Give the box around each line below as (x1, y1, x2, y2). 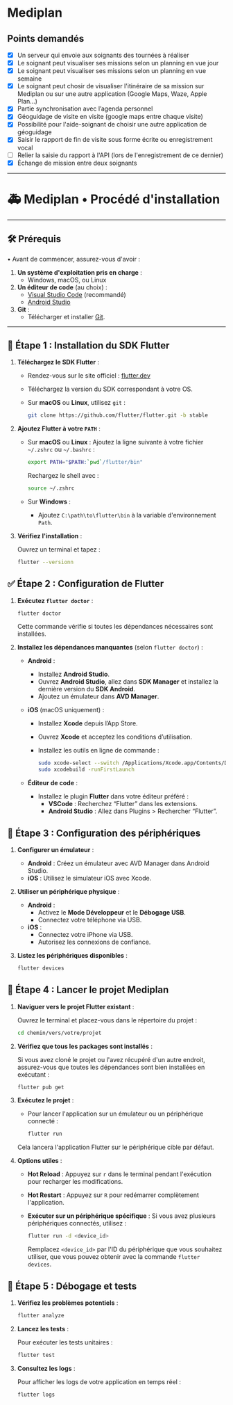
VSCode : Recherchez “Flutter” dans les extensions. (48, 800, 198, 808)
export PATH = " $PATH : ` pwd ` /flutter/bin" (27, 459, 144, 466)
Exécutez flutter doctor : (17, 596, 94, 604)
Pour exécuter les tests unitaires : (17, 1338, 113, 1347)
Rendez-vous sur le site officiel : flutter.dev (27, 371, 151, 380)
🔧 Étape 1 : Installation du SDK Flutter (7, 339, 170, 351)
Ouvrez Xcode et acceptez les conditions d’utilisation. (37, 732, 193, 741)
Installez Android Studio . (37, 670, 110, 679)
